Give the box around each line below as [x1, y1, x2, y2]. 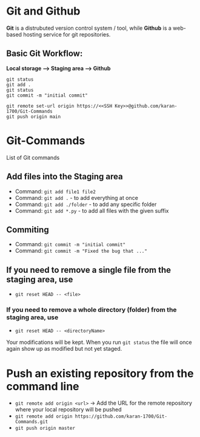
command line [6, 379, 80, 393]
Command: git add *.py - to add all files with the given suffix [15, 207, 169, 214]
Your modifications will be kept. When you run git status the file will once [6, 339, 192, 346]
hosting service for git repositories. [23, 30, 111, 38]
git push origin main [6, 114, 61, 120]
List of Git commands [6, 154, 60, 161]
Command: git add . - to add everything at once [15, 194, 138, 201]
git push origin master [15, 425, 76, 432]
